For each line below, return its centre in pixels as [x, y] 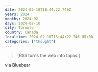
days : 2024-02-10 [23, 23]
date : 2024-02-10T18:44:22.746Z [38, 10]
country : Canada [22, 32]
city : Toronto [20, 28]
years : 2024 [17, 14]
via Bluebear [18, 65]
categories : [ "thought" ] [30, 42]
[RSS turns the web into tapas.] [49, 55]
